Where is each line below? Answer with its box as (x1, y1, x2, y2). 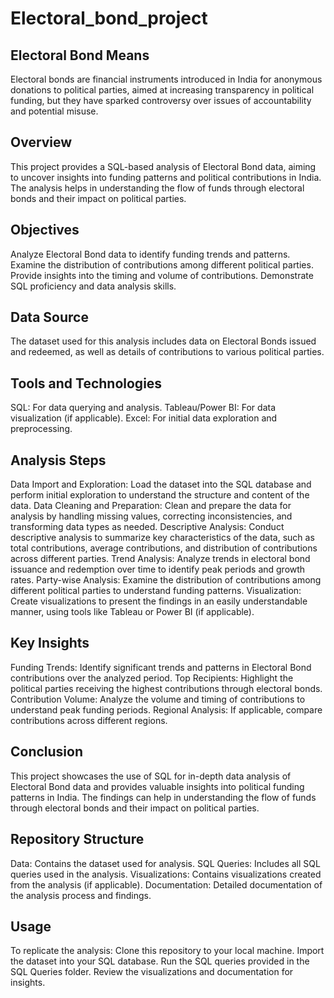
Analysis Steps (10, 452, 107, 469)
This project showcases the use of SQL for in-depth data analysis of (10, 770, 292, 782)
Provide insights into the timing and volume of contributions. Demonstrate (10, 269, 314, 281)
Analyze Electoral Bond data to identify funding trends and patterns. (10, 248, 291, 260)
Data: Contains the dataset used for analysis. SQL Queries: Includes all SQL (10, 857, 321, 869)
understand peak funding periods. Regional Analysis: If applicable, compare (10, 703, 323, 716)
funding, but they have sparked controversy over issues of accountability (10, 95, 312, 106)
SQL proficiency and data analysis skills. (10, 280, 177, 292)
